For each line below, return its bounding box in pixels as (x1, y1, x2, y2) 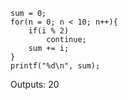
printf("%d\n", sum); (10, 61, 101, 71)
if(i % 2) (28, 26, 70, 36)
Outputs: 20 (10, 79, 60, 90)
